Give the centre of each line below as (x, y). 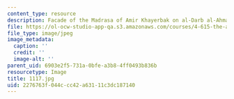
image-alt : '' (34, 59)
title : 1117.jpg (31, 78)
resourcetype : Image (37, 72)
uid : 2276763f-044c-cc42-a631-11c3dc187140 (71, 85)
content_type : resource (42, 14)
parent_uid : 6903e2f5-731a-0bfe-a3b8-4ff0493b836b (82, 66)
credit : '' (29, 53)
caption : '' (31, 46)
